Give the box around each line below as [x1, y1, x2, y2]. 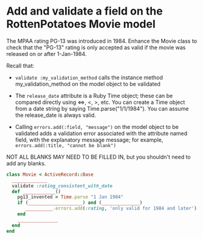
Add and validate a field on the [6, 4, 163, 18]
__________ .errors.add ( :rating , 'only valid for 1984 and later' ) [25, 206, 198, 212]
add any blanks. [6, 159, 46, 167]
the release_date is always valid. [15, 111, 96, 119]
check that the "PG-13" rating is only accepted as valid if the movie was [6, 44, 186, 51]
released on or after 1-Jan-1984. [6, 50, 87, 57]
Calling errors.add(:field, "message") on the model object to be [15, 123, 179, 130]
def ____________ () [12, 189, 61, 195]
